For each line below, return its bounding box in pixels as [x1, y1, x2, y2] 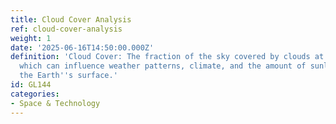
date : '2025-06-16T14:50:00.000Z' [10, 42, 155, 53]
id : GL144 [10, 80, 52, 90]
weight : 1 [10, 33, 52, 43]
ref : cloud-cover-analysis [10, 24, 123, 34]
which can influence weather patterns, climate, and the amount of [19, 61, 307, 71]
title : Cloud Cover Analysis [10, 14, 132, 25]
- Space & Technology [10, 98, 101, 108]
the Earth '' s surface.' [19, 71, 118, 81]
